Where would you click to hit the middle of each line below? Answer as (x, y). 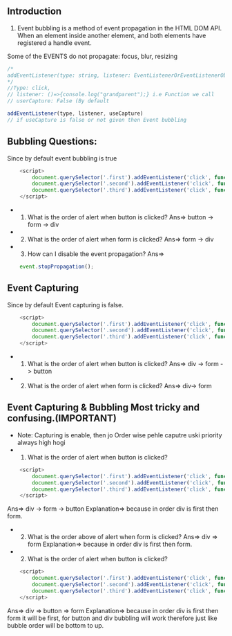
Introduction (35, 11)
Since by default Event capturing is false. (66, 305)
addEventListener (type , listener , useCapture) (75, 113)
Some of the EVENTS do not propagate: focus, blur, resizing (93, 56)
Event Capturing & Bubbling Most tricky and (104, 408)
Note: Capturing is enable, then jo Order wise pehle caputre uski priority (119, 435)
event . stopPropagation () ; (57, 266)
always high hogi (41, 442)
